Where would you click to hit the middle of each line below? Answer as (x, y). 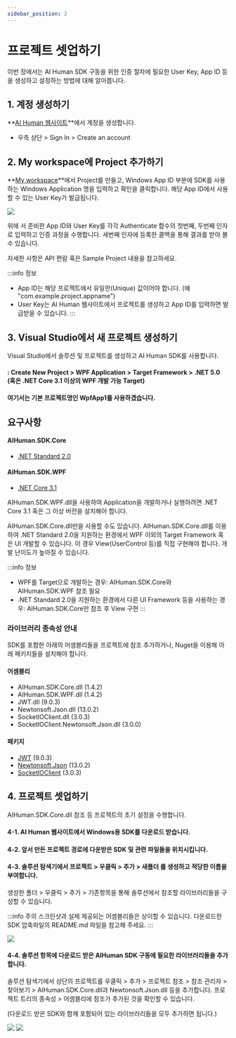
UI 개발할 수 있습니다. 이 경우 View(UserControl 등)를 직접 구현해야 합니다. (117, 543)
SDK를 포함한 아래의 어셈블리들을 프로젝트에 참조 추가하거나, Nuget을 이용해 (112, 645)
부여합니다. (23, 876)
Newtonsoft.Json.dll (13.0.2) (58, 709)
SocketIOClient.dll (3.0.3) (54, 717)
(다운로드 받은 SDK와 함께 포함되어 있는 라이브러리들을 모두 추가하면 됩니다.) (112, 1014)
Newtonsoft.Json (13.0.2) (54, 765)
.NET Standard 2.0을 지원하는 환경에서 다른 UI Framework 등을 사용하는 (118, 599)
